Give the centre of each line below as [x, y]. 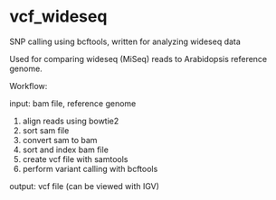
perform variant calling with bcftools [90, 168]
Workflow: [29, 86]
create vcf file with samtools [75, 159]
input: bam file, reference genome [73, 103]
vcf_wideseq [58, 17]
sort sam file [46, 130]
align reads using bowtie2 [71, 121]
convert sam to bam [60, 140]
